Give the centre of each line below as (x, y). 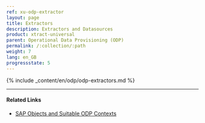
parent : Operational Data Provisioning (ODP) (65, 40)
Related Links (24, 100)
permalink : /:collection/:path (46, 46)
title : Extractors (30, 23)
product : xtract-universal (41, 35)
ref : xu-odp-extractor (35, 12)
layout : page (23, 18)
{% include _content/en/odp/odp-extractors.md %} (71, 80)
